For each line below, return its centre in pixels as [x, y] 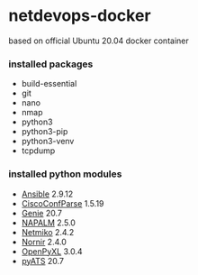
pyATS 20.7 [43, 261]
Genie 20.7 [41, 213]
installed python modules [65, 174]
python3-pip [45, 132]
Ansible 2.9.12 [47, 194]
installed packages [51, 64]
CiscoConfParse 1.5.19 [63, 203]
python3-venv [48, 142]
